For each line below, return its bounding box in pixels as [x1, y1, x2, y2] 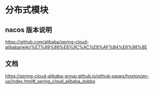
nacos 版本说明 [5, 26, 52, 34]
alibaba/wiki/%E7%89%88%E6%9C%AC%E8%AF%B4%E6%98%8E [5, 44, 147, 50]
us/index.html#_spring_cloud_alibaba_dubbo [5, 78, 95, 84]
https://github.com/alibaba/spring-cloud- [5, 39, 89, 45]
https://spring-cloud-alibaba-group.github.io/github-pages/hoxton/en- [5, 73, 149, 79]
